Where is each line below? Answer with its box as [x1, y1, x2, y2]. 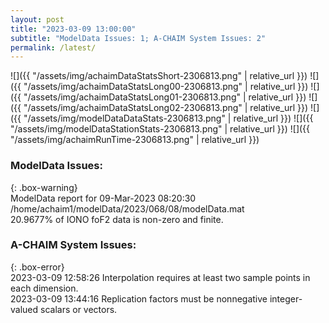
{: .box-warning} [10, 181, 78, 193]
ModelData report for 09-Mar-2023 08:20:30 [10, 192, 197, 204]
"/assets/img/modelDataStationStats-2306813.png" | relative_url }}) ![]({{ [10, 123, 311, 135]
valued [10, 303, 39, 315]
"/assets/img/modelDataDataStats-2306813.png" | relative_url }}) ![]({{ [23, 112, 314, 125]
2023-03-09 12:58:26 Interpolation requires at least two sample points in [10, 271, 311, 283]
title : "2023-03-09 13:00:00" [10, 24, 137, 34]
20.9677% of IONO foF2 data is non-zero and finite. [10, 213, 224, 225]
